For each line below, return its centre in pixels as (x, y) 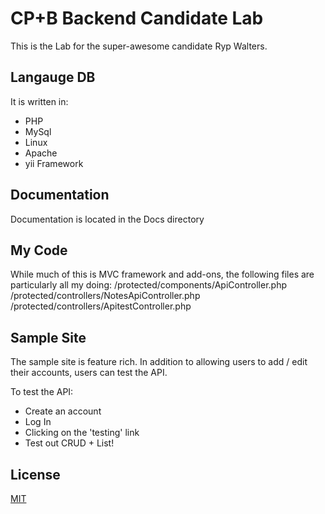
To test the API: (42, 392)
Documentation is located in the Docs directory (107, 219)
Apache (41, 153)
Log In (38, 422)
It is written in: (39, 101)
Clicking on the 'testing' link (82, 433)
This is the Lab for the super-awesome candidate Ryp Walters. (139, 46)
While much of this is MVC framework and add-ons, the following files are (162, 274)
